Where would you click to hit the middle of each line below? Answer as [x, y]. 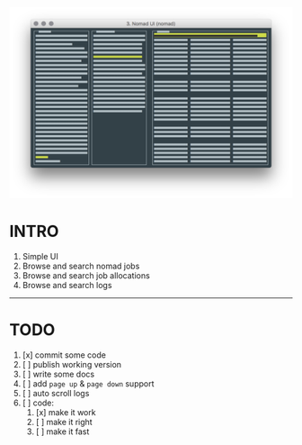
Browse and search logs [67, 286]
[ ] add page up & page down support [88, 383]
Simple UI [40, 257]
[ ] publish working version [72, 364]
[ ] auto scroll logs [56, 393]
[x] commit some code [64, 355]
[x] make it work [66, 412]
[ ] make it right [64, 422]
